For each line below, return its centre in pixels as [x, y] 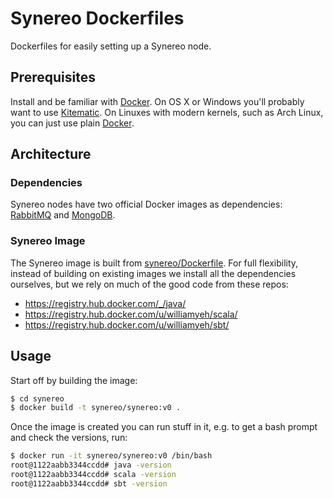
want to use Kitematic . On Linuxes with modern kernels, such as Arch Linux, [167, 112]
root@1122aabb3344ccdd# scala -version [93, 475]
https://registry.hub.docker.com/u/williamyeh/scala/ [131, 314]
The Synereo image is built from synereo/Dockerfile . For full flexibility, [154, 263]
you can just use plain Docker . [72, 123]
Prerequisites [53, 77]
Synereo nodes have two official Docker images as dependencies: [146, 204]
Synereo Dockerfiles [97, 18]
